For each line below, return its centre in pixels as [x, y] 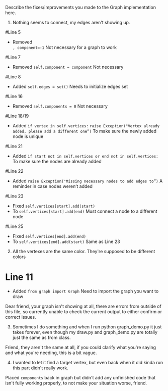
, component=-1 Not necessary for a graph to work [65, 47]
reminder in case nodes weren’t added [53, 186]
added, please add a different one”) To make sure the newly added [85, 131]
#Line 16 [14, 96]
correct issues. [21, 317]
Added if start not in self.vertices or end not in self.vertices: [85, 156]
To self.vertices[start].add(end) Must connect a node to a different [85, 211]
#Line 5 [13, 32]
